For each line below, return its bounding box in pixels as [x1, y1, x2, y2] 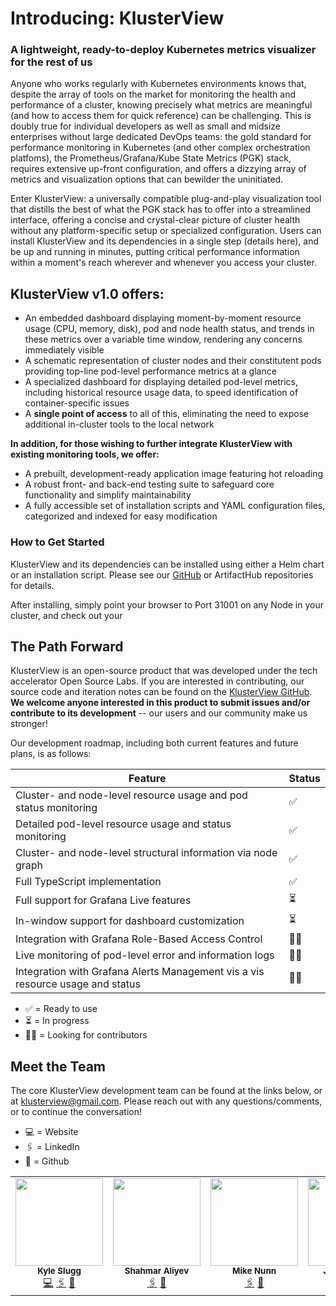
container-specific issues [24, 397, 130, 409]
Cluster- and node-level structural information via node [15, 846, 278, 860]
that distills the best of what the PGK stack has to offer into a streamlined [10, 203, 311, 216]
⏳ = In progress [24, 1015, 90, 1027]
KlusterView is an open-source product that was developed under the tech [10, 665, 318, 677]
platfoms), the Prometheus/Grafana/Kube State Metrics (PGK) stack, [10, 152, 292, 164]
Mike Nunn [231, 1265, 277, 1277]
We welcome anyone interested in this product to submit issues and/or [10, 697, 311, 709]
